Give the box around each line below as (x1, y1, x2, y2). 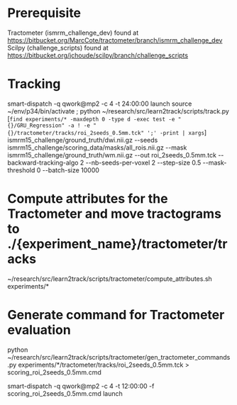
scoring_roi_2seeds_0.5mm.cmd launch (7, 389, 123, 398)
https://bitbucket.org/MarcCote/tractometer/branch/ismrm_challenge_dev (7, 35, 223, 44)
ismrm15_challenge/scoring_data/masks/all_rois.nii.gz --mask (7, 143, 187, 152)
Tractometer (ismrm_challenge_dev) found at (7, 28, 139, 37)
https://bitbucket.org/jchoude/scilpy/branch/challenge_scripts (7, 51, 189, 60)
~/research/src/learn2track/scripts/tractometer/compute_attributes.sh (7, 274, 213, 283)
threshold (7, 165, 35, 174)
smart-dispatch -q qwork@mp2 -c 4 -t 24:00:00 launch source (7, 99, 192, 108)
